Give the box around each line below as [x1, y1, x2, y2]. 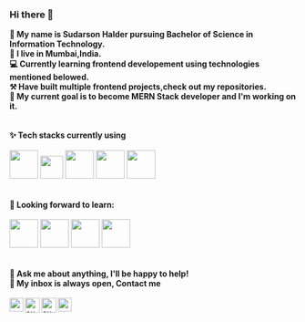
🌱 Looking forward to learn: [9, 200, 116, 211]
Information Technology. [9, 38, 106, 49]
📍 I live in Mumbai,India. [9, 48, 102, 59]
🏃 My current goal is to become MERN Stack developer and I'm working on [9, 91, 297, 102]
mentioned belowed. [9, 72, 89, 83]
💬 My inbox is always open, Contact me [9, 278, 161, 289]
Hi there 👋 [9, 8, 55, 21]
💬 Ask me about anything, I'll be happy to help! [9, 268, 189, 279]
